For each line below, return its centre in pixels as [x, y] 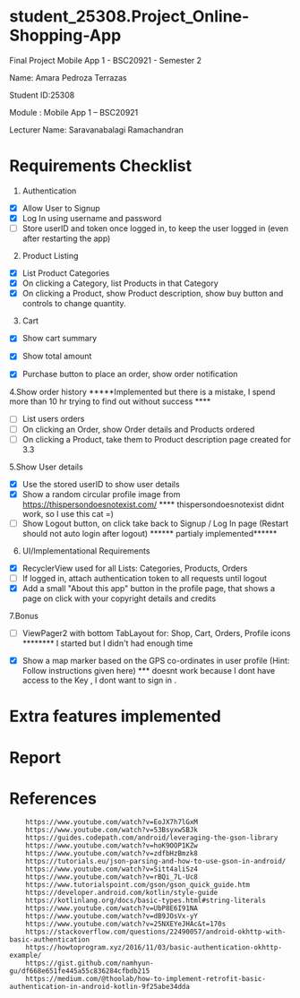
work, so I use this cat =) [68, 513]
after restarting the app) [66, 238]
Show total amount [57, 357]
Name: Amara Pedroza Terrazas [68, 77]
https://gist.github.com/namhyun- [90, 964]
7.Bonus [24, 616]
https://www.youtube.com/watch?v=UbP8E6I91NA [112, 908]
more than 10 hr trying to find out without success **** [110, 401]
